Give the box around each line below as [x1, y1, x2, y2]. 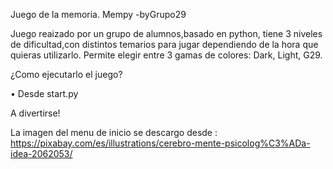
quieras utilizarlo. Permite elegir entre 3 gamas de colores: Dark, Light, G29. [10, 49, 323, 61]
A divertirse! [10, 107, 61, 119]
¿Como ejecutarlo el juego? [10, 69, 123, 80]
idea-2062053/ [10, 148, 73, 159]
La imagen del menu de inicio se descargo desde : [10, 127, 218, 138]
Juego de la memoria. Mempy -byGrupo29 [10, 9, 187, 20]
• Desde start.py [10, 88, 79, 99]
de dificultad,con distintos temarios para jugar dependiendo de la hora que [10, 39, 319, 50]
